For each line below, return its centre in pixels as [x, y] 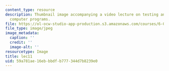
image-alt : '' [24, 47]
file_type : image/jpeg [29, 28]
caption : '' [22, 38]
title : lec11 [19, 56]
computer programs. [30, 19]
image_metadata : [22, 33]
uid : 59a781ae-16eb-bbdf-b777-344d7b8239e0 [52, 61]
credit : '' [21, 42]
